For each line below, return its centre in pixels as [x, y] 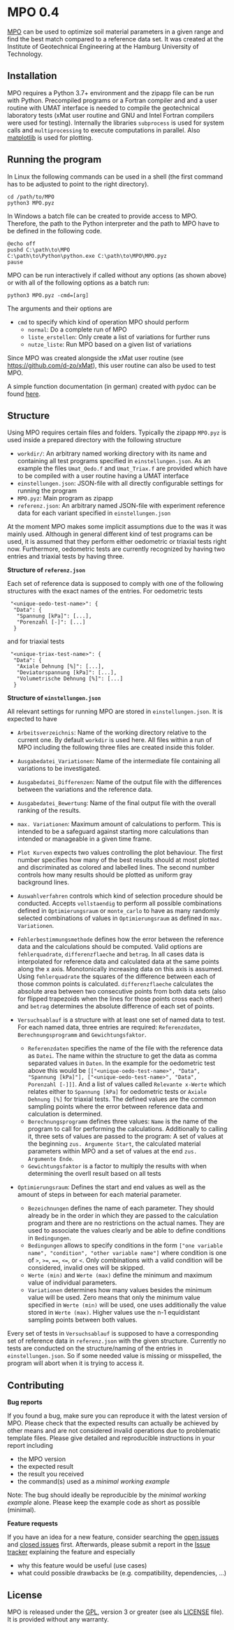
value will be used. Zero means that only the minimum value [114, 1298]
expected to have [32, 719]
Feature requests [32, 1523]
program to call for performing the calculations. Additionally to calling [127, 1129]
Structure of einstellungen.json [54, 698]
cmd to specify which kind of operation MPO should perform [103, 322]
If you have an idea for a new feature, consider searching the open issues [113, 1537]
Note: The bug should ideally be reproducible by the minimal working [107, 1495]
